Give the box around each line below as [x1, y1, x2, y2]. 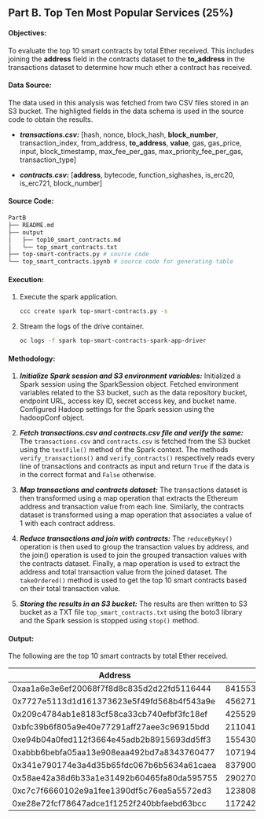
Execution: [8, 274, 45, 284]
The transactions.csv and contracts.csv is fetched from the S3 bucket [19, 436, 251, 446]
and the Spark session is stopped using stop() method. [19, 616, 200, 626]
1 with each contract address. [19, 519, 115, 528]
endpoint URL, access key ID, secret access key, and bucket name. [19, 396, 237, 406]
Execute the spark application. [19, 292, 119, 302]
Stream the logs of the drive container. [19, 321, 145, 331]
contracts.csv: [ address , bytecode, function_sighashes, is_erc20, [19, 170, 235, 179]
